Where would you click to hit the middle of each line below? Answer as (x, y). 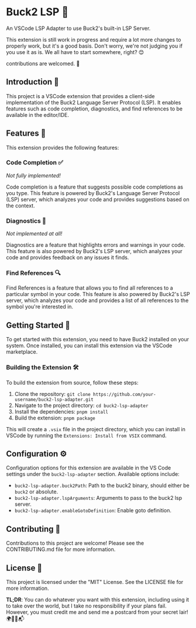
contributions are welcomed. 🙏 (43, 63)
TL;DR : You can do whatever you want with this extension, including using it (97, 600)
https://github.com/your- (124, 394)
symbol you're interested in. (40, 307)
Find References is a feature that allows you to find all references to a (90, 288)
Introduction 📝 (33, 82)
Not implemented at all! (34, 234)
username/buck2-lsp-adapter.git (54, 399)
